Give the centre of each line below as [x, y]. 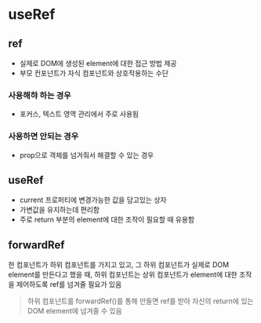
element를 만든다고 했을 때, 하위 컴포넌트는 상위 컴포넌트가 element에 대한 [123, 275]
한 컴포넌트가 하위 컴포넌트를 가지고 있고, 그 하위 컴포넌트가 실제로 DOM [119, 265]
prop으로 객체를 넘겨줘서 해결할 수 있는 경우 [87, 155]
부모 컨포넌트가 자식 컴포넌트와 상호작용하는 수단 [94, 73]
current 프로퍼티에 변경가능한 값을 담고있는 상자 [93, 200]
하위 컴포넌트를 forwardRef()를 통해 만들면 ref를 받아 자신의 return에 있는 [140, 301]
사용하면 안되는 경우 [43, 137]
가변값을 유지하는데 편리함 [60, 210]
